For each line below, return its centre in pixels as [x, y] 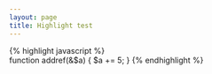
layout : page [33, 17]
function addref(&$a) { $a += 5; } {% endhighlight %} [106, 60]
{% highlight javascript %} [57, 50]
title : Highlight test [51, 26]
